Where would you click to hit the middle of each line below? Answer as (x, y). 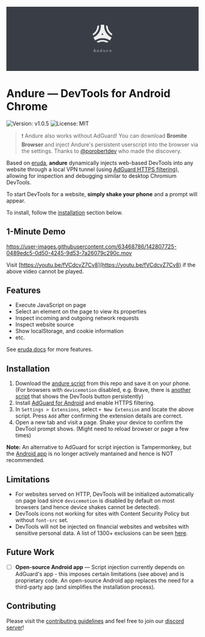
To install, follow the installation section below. (65, 212)
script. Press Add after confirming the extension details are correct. (99, 416)
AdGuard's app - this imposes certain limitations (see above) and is (100, 574)
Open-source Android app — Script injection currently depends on (100, 567)
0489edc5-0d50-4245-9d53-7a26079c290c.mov (69, 253)
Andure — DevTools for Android (88, 94)
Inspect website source (45, 325)
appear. (16, 201)
